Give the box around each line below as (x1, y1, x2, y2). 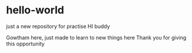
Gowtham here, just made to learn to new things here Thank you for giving (6, 34, 187, 41)
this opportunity (6, 40, 45, 47)
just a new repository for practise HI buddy (6, 23, 110, 30)
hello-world (6, 3, 65, 17)
